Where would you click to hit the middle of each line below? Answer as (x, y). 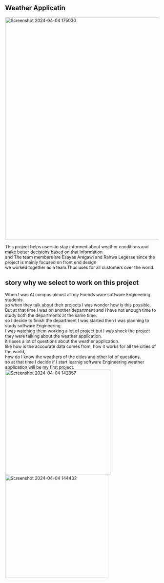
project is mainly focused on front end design (51, 262)
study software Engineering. (33, 325)
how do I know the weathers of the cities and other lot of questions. (73, 357)
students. (15, 300)
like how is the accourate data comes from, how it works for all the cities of (81, 346)
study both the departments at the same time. (51, 315)
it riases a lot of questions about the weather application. (62, 341)
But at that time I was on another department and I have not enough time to (81, 310)
